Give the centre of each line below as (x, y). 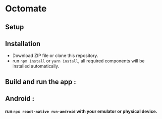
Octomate (26, 9)
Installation (23, 43)
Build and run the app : (41, 82)
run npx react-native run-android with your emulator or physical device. (81, 111)
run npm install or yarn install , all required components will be (78, 61)
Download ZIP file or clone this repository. (55, 56)
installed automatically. (36, 66)
